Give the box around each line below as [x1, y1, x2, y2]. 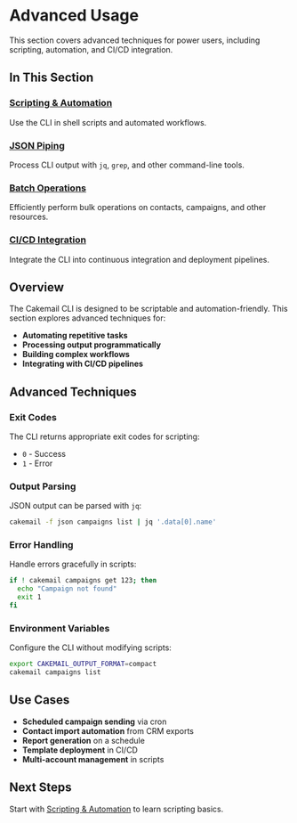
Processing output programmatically [21, 339, 162, 350]
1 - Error [21, 458, 53, 469]
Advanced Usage [9, 5, 140, 26]
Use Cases [9, 692, 70, 708]
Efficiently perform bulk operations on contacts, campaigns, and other [9, 202, 267, 213]
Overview [9, 280, 65, 295]
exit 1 [17, 593, 42, 602]
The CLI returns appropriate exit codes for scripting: [9, 431, 200, 442]
